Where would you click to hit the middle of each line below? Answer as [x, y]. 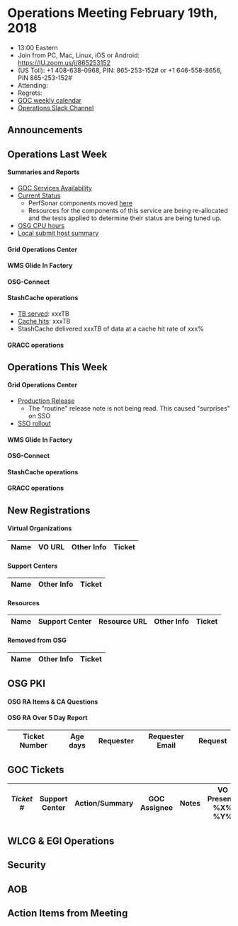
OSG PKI [27, 684]
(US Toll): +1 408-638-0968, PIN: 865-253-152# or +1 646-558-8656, [120, 70]
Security [27, 865]
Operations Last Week [57, 154]
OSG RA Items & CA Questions [53, 702]
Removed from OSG [37, 640]
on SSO [39, 416]
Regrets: [30, 93]
